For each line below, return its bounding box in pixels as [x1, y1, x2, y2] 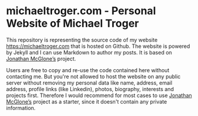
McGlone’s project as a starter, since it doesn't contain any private [6, 98, 167, 105]
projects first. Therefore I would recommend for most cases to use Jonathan [6, 92, 192, 99]
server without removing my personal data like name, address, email [6, 79, 173, 86]
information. [6, 104, 36, 111]
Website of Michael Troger [6, 17, 139, 30]
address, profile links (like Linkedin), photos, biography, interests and [6, 85, 174, 92]
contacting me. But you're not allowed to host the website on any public [6, 73, 181, 80]
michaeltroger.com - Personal [6, 4, 157, 18]
